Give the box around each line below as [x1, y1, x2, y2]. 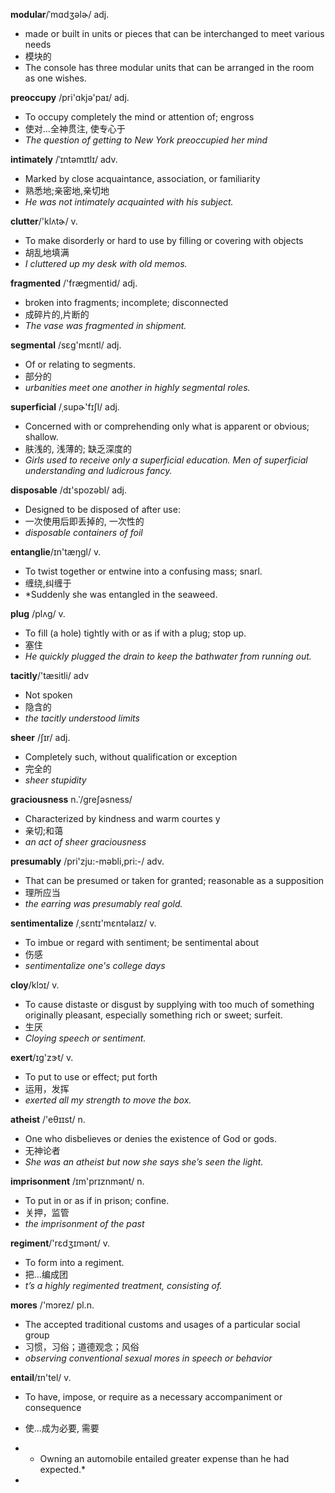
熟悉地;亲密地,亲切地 [24, 185, 110, 196]
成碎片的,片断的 [24, 309, 90, 320]
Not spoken [24, 689, 73, 701]
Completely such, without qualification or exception [24, 751, 238, 763]
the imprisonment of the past [24, 1218, 145, 1229]
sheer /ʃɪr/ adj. [10, 732, 71, 743]
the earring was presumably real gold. [24, 898, 183, 909]
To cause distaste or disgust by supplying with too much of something [24, 999, 315, 1010]
